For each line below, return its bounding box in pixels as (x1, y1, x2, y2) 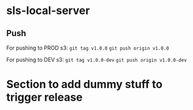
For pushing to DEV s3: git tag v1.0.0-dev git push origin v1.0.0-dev (6, 56, 187, 63)
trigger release (6, 90, 83, 105)
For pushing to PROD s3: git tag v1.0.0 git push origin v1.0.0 (6, 44, 169, 51)
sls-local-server (6, 4, 90, 18)
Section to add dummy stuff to (6, 78, 163, 92)
